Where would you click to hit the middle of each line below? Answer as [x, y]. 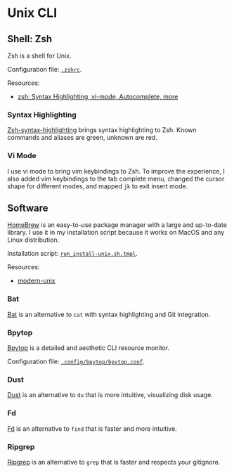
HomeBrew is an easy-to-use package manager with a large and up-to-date [117, 225]
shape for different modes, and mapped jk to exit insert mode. [98, 186]
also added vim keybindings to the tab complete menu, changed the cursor [116, 179]
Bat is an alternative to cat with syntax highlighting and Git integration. [109, 314]
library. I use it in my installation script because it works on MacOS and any [116, 233]
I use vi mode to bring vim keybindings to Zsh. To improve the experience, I [116, 171]
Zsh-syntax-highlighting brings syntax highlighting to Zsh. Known [102, 130]
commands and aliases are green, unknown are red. [83, 138]
